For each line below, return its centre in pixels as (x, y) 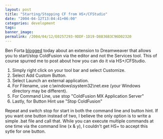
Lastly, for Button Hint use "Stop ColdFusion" (57, 101)
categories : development (30, 23)
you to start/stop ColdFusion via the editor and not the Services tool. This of (81, 55)
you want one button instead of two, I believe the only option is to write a (78, 116)
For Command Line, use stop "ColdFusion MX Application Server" (78, 96)
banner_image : (19, 32)
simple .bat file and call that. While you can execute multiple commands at (80, 121)
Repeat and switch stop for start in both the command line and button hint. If (81, 110)
